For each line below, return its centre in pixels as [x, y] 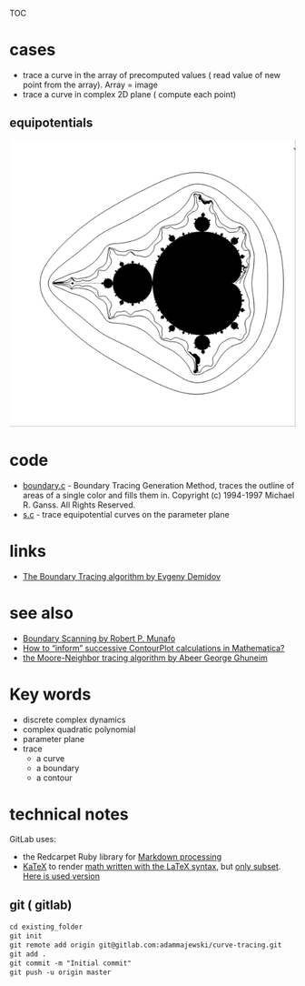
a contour [54, 778]
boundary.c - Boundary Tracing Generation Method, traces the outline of [158, 485]
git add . [28, 954]
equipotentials [51, 123]
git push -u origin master [60, 972]
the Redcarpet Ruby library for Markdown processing [122, 857]
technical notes [69, 814]
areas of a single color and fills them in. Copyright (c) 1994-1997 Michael [158, 495]
